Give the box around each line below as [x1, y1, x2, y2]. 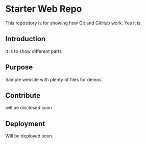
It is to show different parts [5, 48, 62, 54]
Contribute [5, 91, 41, 100]
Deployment [5, 119, 45, 128]
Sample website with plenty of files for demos [5, 76, 102, 82]
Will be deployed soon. [5, 133, 54, 139]
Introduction [5, 35, 46, 43]
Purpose [5, 63, 33, 72]
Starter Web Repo [5, 3, 82, 15]
